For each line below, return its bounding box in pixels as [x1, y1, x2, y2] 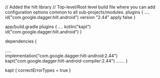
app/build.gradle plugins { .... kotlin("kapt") [5, 24, 91, 30]
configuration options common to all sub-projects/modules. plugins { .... [5, 9, 150, 15]
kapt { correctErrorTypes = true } [5, 67, 71, 73]
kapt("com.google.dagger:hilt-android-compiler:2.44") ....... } [5, 58, 128, 63]
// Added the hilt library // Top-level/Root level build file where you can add [5, 4, 156, 10]
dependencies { [5, 38, 37, 44]
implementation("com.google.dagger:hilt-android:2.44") [5, 53, 118, 59]
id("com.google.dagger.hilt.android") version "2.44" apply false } [5, 15, 136, 20]
